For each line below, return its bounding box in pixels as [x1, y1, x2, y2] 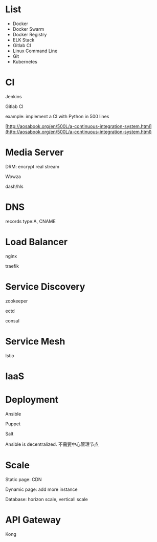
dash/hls [5, 183, 24, 189]
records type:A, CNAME [5, 218, 56, 224]
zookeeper [5, 298, 28, 304]
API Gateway [5, 514, 61, 526]
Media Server [5, 147, 64, 158]
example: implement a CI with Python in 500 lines [5, 113, 109, 119]
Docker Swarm [12, 26, 44, 32]
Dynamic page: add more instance [5, 486, 78, 492]
